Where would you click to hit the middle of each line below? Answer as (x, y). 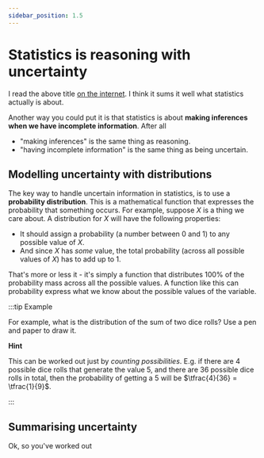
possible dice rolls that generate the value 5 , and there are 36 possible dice (131, 370)
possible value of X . (52, 242)
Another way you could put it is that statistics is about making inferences (128, 117)
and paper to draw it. (42, 330)
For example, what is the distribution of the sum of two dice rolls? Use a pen (132, 323)
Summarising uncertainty (73, 427)
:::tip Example (31, 307)
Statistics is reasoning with (99, 54)
